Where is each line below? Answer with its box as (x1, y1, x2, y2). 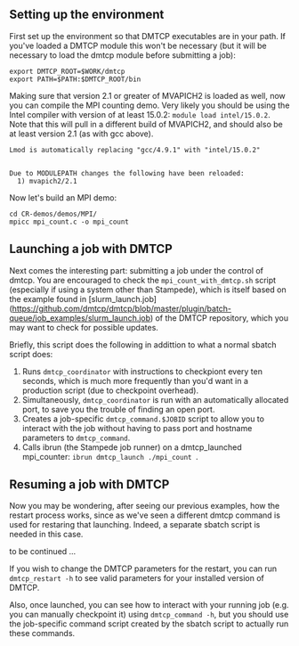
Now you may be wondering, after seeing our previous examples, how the (9, 501, 280, 511)
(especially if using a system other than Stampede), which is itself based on (9, 284, 287, 295)
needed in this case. (9, 529, 84, 540)
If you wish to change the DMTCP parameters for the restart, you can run (9, 563, 278, 574)
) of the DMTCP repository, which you (149, 312, 289, 323)
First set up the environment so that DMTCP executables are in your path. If (9, 30, 287, 41)
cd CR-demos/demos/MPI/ (9, 209, 98, 218)
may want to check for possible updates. (9, 322, 158, 332)
